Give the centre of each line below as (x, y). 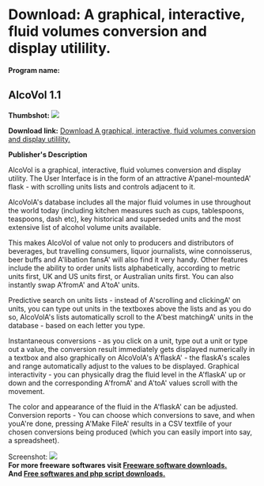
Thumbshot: (29, 115)
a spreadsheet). (34, 440)
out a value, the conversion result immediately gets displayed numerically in (132, 349)
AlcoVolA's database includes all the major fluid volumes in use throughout (130, 202)
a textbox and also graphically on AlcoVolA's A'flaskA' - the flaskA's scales (129, 358)
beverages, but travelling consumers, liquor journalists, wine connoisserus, (130, 251)
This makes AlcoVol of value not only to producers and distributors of (121, 243)
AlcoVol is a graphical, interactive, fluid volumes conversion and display (124, 170)
